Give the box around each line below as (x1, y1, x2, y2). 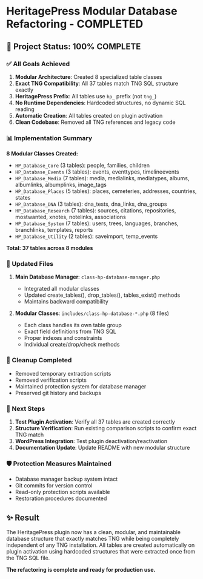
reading (15, 105, 35, 113)
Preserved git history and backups (15, 389, 102, 396)
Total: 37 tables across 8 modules (6, 245, 93, 252)
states (15, 194, 31, 201)
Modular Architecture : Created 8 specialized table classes (15, 73, 162, 80)
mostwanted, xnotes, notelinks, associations (15, 214, 126, 221)
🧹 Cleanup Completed (6, 356, 72, 365)
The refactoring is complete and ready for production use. (6, 566, 156, 574)
